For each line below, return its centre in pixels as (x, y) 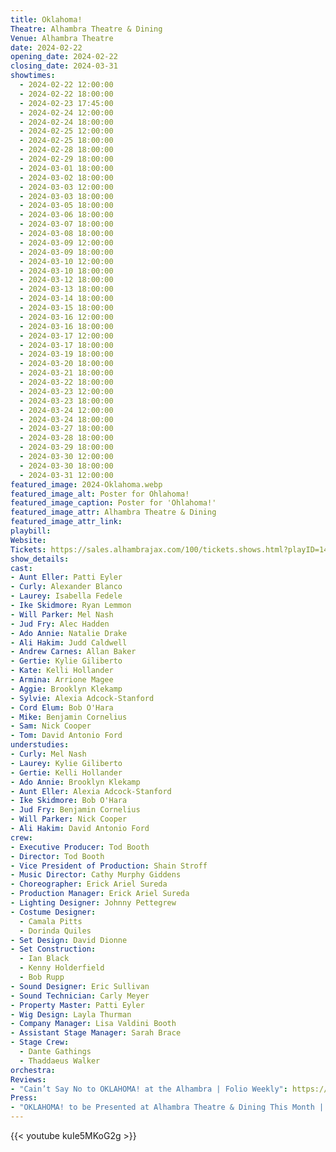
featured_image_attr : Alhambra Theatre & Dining (113, 512)
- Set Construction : (53, 949)
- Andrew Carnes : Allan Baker (73, 652)
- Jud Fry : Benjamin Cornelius (75, 810)
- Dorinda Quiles (55, 931)
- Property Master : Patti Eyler (77, 1005)
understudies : (40, 745)
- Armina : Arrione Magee (62, 680)
